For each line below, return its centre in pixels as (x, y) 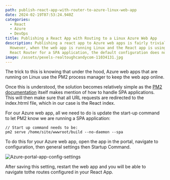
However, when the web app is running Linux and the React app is (81, 48)
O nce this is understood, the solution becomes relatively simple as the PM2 (84, 87)
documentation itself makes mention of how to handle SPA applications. (80, 93)
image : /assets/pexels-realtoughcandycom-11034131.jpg (64, 57)
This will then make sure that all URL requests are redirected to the (75, 98)
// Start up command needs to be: (42, 128)
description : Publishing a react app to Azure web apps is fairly (77, 43)
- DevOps (19, 34)
